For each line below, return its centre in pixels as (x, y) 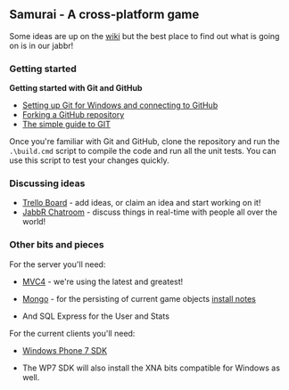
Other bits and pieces (57, 245)
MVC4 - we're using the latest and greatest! (103, 281)
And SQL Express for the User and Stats (95, 316)
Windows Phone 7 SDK (65, 350)
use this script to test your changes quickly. (89, 160)
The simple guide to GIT (66, 125)
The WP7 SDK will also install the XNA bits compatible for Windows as (151, 368)
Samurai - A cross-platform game (104, 15)
